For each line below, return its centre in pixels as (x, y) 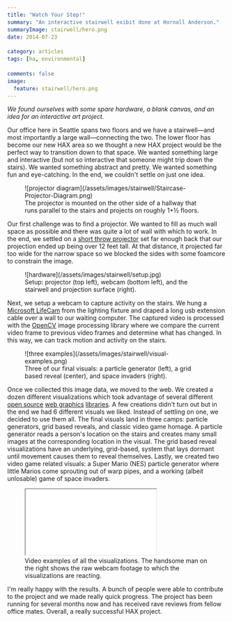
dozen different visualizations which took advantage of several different (110, 397)
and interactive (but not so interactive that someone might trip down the (110, 160)
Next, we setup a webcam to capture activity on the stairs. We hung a (107, 303)
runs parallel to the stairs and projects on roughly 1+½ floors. (112, 210)
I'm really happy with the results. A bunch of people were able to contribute (116, 589)
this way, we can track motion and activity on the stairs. (87, 340)
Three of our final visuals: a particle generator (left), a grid (108, 369)
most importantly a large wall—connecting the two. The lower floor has (109, 138)
